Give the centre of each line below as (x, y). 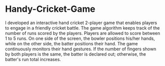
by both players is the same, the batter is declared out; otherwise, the (76, 54)
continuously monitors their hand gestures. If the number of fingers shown (81, 49)
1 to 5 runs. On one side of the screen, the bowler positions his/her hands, (80, 38)
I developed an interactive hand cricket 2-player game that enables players (81, 23)
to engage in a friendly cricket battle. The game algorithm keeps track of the (82, 28)
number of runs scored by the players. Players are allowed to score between (82, 33)
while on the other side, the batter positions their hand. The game (71, 43)
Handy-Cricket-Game (50, 9)
